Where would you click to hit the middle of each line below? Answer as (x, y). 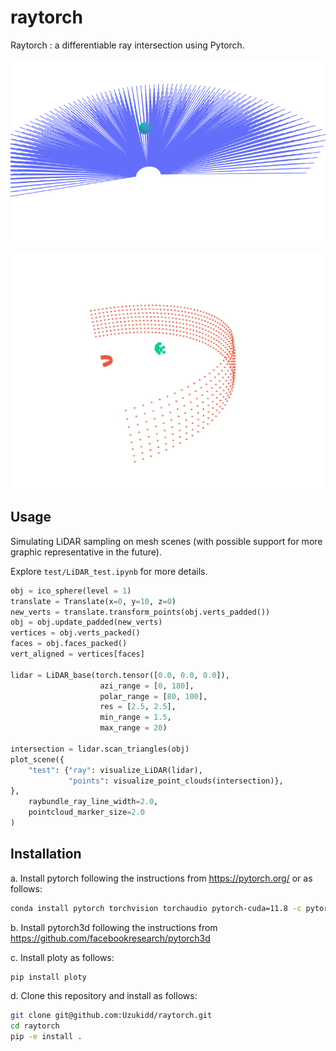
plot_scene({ (37, 759)
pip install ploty (48, 977)
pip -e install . (46, 1037)
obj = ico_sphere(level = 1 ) (71, 591)
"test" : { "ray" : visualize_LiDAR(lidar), (115, 770)
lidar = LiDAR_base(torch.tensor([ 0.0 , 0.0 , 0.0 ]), (120, 675)
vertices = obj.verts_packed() (75, 633)
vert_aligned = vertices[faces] (77, 654)
